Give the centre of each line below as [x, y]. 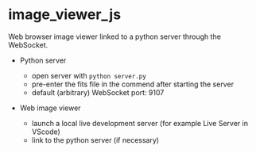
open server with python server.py [89, 75]
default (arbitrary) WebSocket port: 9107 [98, 92]
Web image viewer [50, 108]
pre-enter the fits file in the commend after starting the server [133, 84]
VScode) [46, 132]
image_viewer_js [65, 15]
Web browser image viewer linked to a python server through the [114, 36]
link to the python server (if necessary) [95, 140]
